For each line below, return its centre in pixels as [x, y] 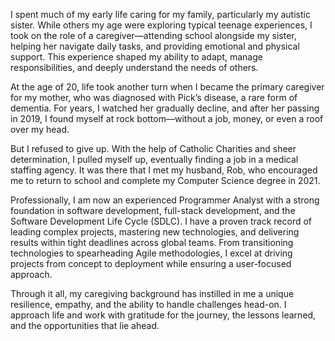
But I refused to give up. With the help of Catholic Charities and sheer [153, 148]
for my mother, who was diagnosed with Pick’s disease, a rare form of [154, 97]
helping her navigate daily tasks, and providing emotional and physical [155, 46]
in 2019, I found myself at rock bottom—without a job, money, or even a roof [167, 118]
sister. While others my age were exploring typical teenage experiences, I [161, 25]
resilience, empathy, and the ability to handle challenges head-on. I [148, 304]
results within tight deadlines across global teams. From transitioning [152, 242]
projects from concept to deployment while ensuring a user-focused [151, 263]
